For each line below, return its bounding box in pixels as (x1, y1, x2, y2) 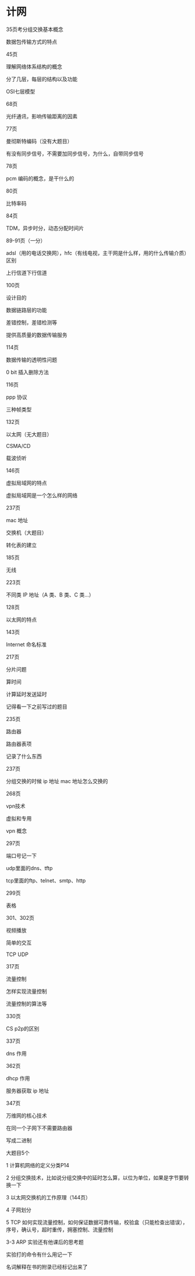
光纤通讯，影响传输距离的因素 (6, 112, 77, 120)
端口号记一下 (6, 852, 37, 859)
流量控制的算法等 (6, 1000, 47, 1007)
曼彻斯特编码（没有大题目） (6, 137, 73, 144)
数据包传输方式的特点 (6, 38, 57, 45)
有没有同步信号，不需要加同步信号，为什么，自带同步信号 (6, 150, 144, 157)
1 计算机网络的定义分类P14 (6, 1161, 70, 1168)
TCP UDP (6, 951, 29, 958)
